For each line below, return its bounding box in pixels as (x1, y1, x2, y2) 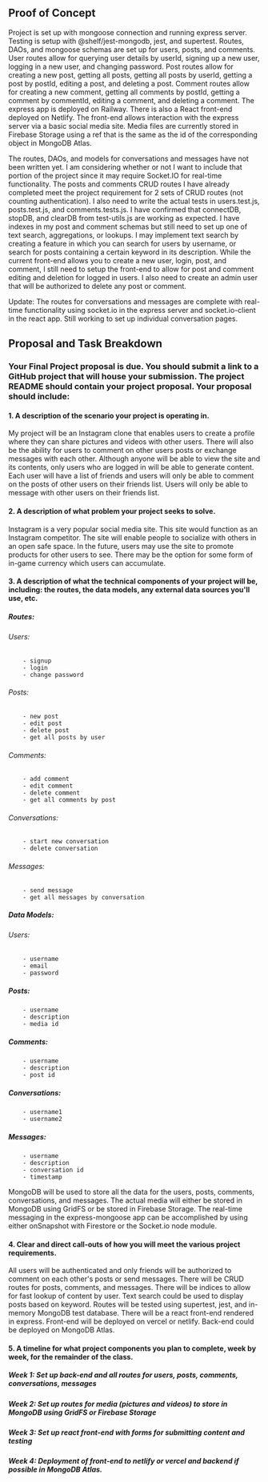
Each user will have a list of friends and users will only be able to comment (8, 471, 254, 481)
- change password (22, 671, 84, 679)
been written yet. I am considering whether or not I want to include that (8, 162, 242, 171)
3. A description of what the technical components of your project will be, (8, 576, 258, 587)
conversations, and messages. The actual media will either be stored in (8, 1196, 242, 1205)
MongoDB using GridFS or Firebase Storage (8, 1408, 157, 1417)
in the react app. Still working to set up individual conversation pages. (8, 314, 238, 323)
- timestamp (22, 1172, 62, 1181)
